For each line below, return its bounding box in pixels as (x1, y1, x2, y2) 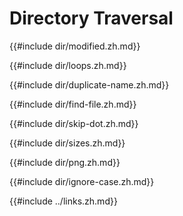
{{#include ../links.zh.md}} (9, 195, 118, 207)
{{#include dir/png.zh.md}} (9, 156, 121, 168)
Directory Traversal (9, 7, 174, 30)
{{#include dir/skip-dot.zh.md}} (9, 117, 139, 129)
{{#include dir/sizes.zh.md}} (9, 137, 126, 149)
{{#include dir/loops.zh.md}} (9, 59, 127, 71)
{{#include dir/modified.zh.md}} (9, 40, 141, 52)
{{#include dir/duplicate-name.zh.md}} (9, 78, 170, 91)
